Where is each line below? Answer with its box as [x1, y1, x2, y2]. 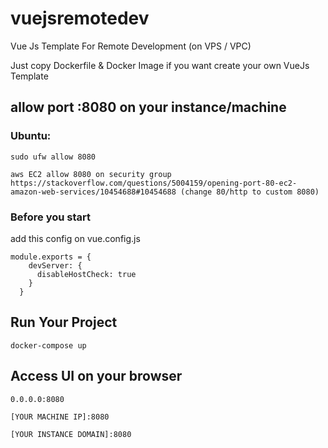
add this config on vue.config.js [10, 232, 141, 244]
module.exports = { [10, 252, 92, 262]
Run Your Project [10, 314, 118, 331]
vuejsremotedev [10, 7, 150, 30]
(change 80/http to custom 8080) [180, 187, 320, 197]
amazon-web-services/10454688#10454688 [10, 187, 177, 197]
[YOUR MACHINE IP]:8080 [10, 412, 110, 422]
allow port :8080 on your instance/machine [10, 99, 287, 116]
